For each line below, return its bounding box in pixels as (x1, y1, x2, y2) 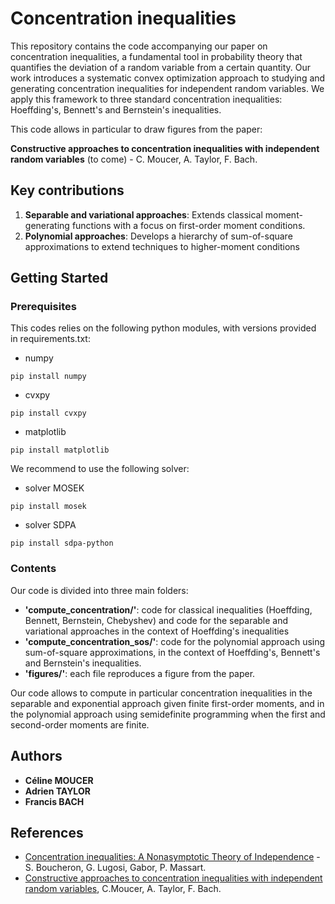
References (10, 824, 84, 841)
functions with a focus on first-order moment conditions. (71, 219, 306, 231)
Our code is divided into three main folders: (10, 584, 189, 596)
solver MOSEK (24, 482, 85, 494)
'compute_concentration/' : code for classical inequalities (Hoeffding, (24, 603, 313, 616)
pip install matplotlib (10, 445, 110, 456)
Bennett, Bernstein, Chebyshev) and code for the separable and (24, 614, 289, 626)
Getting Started (10, 270, 109, 287)
